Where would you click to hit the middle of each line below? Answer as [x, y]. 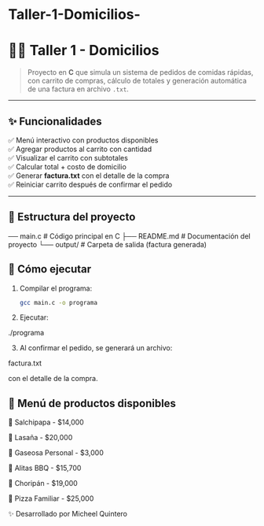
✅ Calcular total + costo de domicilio [68, 166]
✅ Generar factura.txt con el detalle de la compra [89, 176]
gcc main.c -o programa [59, 302]
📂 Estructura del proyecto [72, 217]
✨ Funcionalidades [55, 121]
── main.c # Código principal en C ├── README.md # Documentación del [129, 236]
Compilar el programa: [56, 288]
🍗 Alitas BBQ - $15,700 [45, 468]
